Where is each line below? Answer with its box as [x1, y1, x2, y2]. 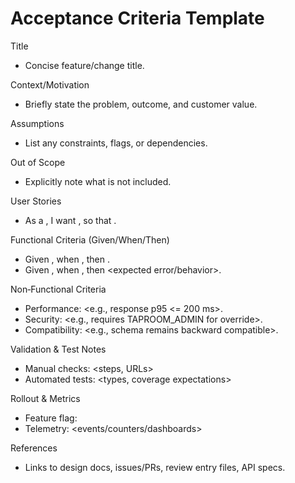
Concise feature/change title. [24, 59, 145, 71]
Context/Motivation [10, 78, 90, 91]
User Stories [10, 195, 62, 207]
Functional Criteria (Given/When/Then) [10, 233, 170, 246]
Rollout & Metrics [10, 392, 81, 404]
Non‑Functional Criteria [10, 283, 107, 295]
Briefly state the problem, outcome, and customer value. [24, 98, 258, 110]
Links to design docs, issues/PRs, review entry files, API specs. [24, 461, 286, 473]
